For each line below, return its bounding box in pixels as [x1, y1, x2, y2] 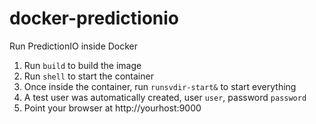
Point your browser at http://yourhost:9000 [23, 102, 202, 114]
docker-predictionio [9, 7, 180, 30]
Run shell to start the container [23, 70, 154, 82]
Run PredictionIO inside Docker [9, 40, 139, 52]
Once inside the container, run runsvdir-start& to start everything [23, 80, 297, 92]
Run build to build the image [23, 59, 142, 71]
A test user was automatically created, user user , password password [23, 91, 307, 103]
